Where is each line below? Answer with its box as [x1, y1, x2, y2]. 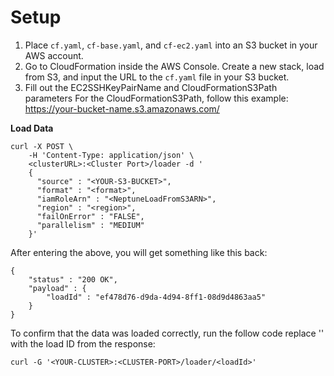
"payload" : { [28, 283, 87, 293]
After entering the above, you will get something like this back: [10, 246, 268, 258]
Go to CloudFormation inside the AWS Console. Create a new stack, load [24, 60, 325, 72]
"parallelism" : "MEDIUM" [36, 220, 145, 230]
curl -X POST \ [10, 141, 74, 151]
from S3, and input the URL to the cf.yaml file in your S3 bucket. [24, 71, 290, 83]
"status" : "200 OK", [28, 274, 118, 285]
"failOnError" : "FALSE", [36, 211, 145, 221]
